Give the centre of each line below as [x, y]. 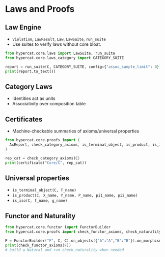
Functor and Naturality [41, 216]
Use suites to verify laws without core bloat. [57, 44]
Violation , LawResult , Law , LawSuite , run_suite [59, 39]
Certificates [24, 119]
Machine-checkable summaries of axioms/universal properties [76, 131]
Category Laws [29, 86]
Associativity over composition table [49, 104]
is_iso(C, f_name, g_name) [40, 201]
